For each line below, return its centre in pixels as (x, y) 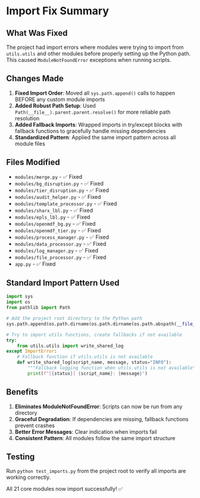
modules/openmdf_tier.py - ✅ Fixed (58, 230)
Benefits (22, 392)
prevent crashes (35, 425)
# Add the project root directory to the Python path (74, 319)
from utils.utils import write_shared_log (70, 346)
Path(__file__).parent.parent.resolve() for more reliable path (93, 112)
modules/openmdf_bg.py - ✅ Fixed (55, 223)
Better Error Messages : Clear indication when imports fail (86, 432)
